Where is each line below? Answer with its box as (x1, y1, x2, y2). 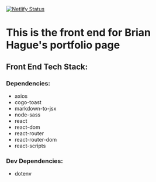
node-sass (14, 111, 41, 118)
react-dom (14, 123, 40, 131)
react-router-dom (14, 136, 57, 143)
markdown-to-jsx (14, 105, 57, 112)
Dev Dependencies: (6, 157, 63, 165)
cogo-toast (14, 98, 42, 105)
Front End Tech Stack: (6, 61, 88, 71)
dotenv (14, 170, 32, 177)
